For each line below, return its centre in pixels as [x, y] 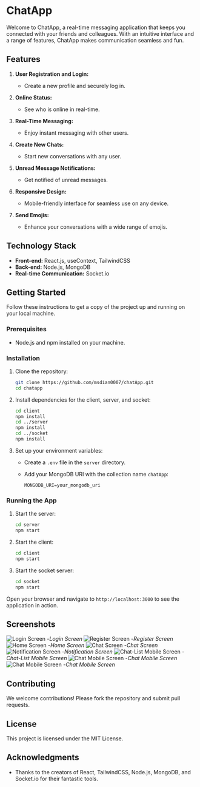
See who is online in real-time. [62, 109]
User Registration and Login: [52, 74]
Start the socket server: [45, 570]
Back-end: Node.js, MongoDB [53, 267]
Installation [23, 358]
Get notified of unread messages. [66, 180]
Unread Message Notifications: [55, 168]
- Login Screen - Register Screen [110, 639]
